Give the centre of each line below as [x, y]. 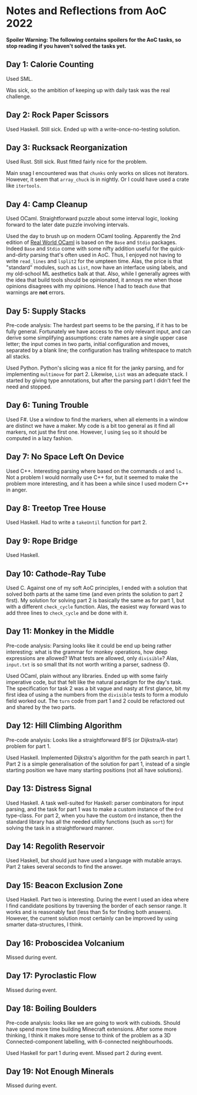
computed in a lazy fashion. [40, 438]
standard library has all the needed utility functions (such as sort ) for [90, 822]
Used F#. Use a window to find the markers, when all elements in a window [97, 419]
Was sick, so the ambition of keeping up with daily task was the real [88, 90]
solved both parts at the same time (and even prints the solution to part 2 [95, 594]
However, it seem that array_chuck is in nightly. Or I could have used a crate [98, 179]
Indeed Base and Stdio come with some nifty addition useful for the [87, 249]
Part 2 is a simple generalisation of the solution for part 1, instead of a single [98, 764]
